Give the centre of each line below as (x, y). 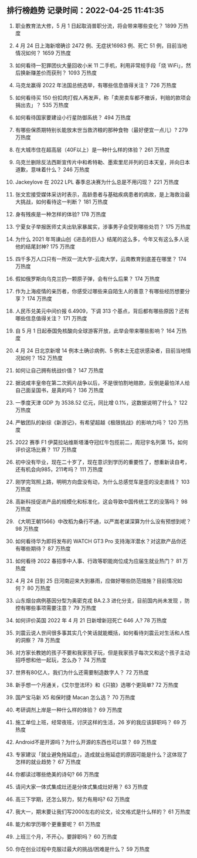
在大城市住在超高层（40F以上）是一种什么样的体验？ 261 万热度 (92, 150)
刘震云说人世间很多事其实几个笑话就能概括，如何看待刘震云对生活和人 (100, 633)
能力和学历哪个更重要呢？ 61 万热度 (58, 824)
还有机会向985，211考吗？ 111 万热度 (59, 469)
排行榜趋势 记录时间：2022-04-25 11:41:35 (85, 11)
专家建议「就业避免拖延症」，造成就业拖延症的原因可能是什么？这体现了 (101, 754)
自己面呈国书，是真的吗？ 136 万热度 (60, 390)
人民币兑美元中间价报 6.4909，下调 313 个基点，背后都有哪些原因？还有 (102, 311)
